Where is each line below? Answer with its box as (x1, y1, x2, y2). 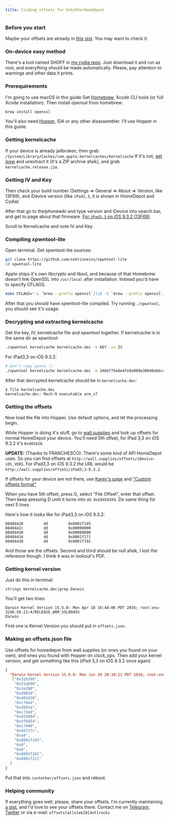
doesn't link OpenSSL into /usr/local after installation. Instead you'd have (5, 276, 159, 282)
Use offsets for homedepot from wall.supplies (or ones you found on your (5, 647, 158, 653)
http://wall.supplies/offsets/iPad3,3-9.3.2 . (5, 466, 102, 472)
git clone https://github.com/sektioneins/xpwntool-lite (5, 257, 127, 262)
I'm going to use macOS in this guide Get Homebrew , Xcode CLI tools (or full (5, 94, 163, 100)
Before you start (5, 24, 46, 31)
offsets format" (5, 481, 37, 487)
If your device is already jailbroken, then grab (5, 147, 99, 154)
